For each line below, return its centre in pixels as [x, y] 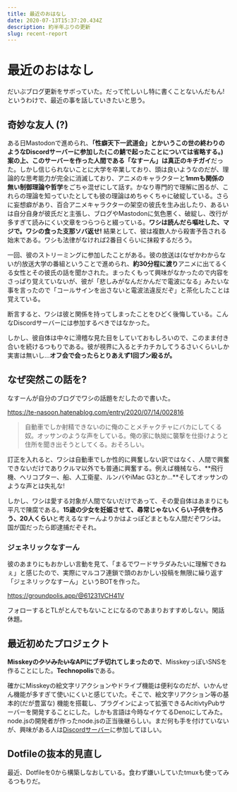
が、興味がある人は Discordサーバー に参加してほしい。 [86, 729]
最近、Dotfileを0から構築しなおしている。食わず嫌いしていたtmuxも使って [115, 772]
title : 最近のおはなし [37, 14]
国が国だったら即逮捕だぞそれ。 [54, 527]
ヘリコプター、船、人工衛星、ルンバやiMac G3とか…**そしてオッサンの [124, 477]
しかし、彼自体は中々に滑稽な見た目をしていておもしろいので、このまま [112, 338]
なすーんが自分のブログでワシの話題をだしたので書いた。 [91, 398]
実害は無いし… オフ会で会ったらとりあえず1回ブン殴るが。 [92, 355]
